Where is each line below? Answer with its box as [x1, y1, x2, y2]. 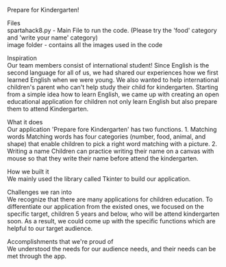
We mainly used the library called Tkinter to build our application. [7, 175, 191, 183]
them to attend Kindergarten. [7, 105, 89, 113]
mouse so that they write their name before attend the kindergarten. [7, 154, 199, 163]
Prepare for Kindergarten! [7, 6, 80, 14]
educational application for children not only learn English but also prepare [7, 98, 218, 105]
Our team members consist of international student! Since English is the [7, 61, 210, 69]
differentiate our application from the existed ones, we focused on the [7, 203, 204, 210]
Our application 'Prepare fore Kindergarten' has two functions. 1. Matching [7, 126, 217, 133]
